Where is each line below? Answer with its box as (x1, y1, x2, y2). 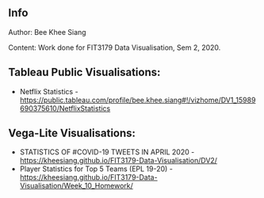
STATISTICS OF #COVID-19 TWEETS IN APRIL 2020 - (19, 147, 195, 157)
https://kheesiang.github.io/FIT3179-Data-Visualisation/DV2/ (19, 156, 218, 166)
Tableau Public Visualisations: (8, 66, 161, 79)
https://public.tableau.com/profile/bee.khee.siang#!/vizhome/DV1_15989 (19, 95, 256, 105)
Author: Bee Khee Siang (8, 27, 86, 36)
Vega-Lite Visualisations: (8, 127, 136, 140)
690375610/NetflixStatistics (19, 103, 111, 113)
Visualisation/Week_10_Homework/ (19, 181, 133, 191)
